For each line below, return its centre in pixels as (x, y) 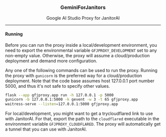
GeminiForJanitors (83, 7)
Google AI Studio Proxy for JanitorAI (83, 18)
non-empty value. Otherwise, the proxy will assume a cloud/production (77, 55)
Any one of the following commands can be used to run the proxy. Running (81, 70)
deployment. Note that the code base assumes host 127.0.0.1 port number (80, 81)
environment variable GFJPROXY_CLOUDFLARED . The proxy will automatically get (83, 124)
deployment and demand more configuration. (51, 61)
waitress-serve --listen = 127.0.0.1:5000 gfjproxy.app (62, 104)
